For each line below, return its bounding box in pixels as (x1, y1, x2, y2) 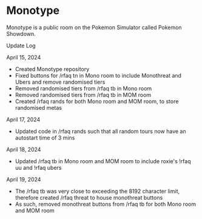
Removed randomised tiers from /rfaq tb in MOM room (15, 91, 152, 98)
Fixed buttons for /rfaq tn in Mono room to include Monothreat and (15, 72, 182, 79)
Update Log (6, 42, 36, 49)
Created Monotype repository (15, 65, 90, 73)
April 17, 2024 (6, 116, 41, 123)
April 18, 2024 (6, 146, 41, 153)
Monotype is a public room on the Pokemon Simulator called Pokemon (6, 24, 182, 31)
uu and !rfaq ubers (15, 164, 62, 171)
